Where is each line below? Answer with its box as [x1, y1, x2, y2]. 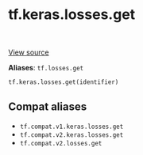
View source [8, 47, 49, 57]
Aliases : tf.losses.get [8, 62, 84, 72]
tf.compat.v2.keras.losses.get [19, 130, 124, 139]
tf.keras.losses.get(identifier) [8, 77, 119, 86]
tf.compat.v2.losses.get [19, 139, 102, 147]
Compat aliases [8, 100, 87, 114]
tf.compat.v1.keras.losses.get [19, 123, 124, 130]
